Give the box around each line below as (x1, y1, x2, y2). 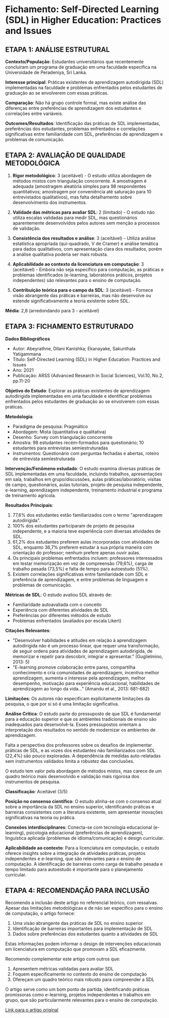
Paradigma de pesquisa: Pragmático (12, 423, 88, 429)
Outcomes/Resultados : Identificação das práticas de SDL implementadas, (5, 120, 160, 126)
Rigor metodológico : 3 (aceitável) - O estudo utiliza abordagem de (12, 172, 152, 178)
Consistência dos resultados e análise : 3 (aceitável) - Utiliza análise (12, 235, 156, 241)
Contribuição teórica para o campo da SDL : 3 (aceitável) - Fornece (12, 287, 153, 293)
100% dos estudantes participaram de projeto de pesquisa (12, 522, 135, 528)
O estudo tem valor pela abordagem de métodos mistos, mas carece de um (5, 768, 162, 774)
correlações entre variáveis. (5, 110, 64, 116)
